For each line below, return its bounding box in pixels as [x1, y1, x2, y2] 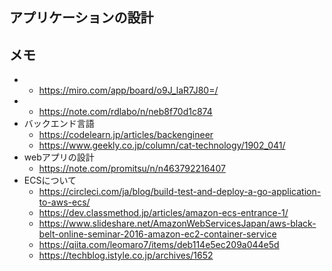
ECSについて [23, 174, 77, 187]
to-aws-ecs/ [38, 196, 91, 208]
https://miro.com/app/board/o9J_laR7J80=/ [38, 84, 219, 97]
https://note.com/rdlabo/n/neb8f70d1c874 [38, 106, 213, 118]
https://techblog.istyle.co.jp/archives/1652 [38, 249, 214, 262]
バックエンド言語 [23, 118, 95, 130]
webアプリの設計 [23, 151, 95, 163]
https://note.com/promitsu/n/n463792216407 [38, 163, 226, 175]
